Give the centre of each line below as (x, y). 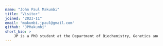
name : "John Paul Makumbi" (32, 9)
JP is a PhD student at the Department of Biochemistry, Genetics (82, 36)
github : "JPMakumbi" (26, 27)
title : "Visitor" (23, 14)
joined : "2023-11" (24, 18)
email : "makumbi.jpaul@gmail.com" (40, 23)
